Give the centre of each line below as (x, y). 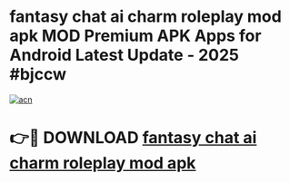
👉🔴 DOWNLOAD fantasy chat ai (133, 138)
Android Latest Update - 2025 (124, 55)
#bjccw (38, 75)
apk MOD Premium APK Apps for (135, 36)
